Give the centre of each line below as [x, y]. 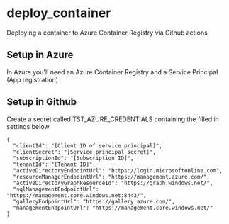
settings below [28, 126]
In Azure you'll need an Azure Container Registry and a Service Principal [112, 72]
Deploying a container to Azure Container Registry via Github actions [107, 33]
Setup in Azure [40, 55]
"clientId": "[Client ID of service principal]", [88, 146]
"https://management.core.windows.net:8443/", [77, 195]
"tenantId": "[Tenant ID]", [55, 164]
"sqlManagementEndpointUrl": [56, 189]
